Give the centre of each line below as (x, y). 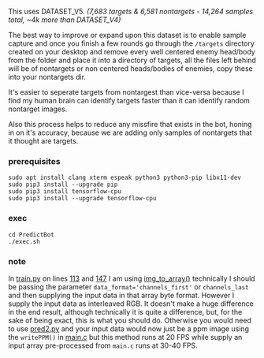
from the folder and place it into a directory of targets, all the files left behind (132, 60)
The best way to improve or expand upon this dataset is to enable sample (127, 35)
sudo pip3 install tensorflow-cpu (65, 192)
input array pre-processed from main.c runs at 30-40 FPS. (103, 345)
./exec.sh (24, 241)
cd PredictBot (32, 235)
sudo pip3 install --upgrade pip (63, 185)
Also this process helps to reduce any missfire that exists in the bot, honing (130, 124)
